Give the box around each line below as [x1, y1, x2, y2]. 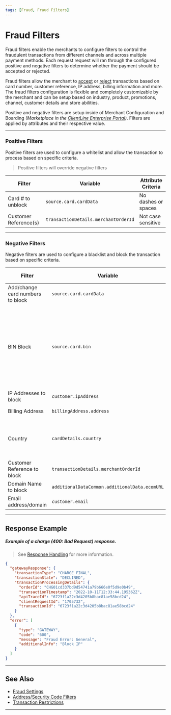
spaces [139, 205, 157, 212]
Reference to [8, 466, 39, 473]
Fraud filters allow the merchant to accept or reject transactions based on [5, 78, 159, 84]
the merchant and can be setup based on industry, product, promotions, [5, 94, 157, 100]
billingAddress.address [51, 408, 109, 414]
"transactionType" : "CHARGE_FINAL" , [14, 571, 93, 576]
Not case [139, 213, 161, 220]
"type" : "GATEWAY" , [18, 627, 60, 632]
